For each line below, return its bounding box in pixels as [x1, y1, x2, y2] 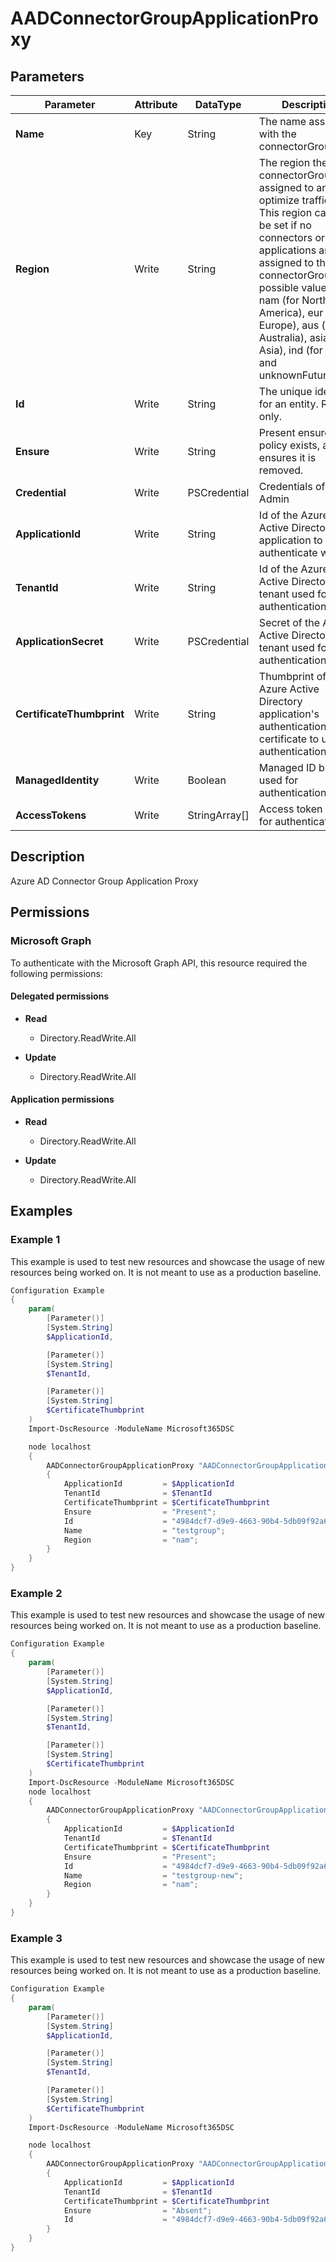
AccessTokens [15, 808, 87, 822]
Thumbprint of [258, 670, 327, 683]
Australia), [258, 331, 308, 344]
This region [258, 206, 313, 219]
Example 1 [10, 1233, 61, 1247]
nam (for [258, 293, 300, 307]
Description [10, 848, 85, 866]
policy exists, [258, 438, 320, 452]
